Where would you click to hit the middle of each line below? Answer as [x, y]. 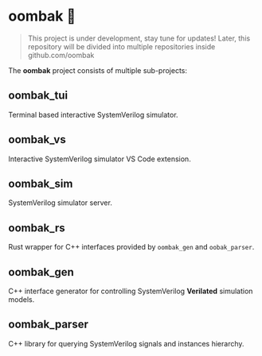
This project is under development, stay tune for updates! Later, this [139, 38]
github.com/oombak [61, 55]
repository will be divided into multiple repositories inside [121, 46]
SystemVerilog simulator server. [61, 203]
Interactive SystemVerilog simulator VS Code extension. [100, 159]
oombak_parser [49, 325]
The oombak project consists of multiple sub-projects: [98, 70]
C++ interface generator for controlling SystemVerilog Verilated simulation [131, 291]
